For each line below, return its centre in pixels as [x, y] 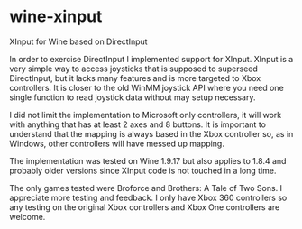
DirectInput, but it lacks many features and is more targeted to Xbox [135, 78]
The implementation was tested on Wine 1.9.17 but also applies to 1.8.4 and [148, 160]
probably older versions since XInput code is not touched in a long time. [143, 170]
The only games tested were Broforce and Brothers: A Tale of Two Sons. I [146, 188]
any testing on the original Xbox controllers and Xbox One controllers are [145, 207]
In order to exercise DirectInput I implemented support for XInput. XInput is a [151, 59]
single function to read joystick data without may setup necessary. [133, 97]
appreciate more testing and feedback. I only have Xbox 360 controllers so [148, 197]
